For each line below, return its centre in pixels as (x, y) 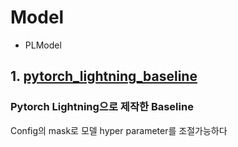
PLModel (43, 45)
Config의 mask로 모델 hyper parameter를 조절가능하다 (119, 130)
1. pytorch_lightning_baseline (104, 76)
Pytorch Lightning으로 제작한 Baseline (102, 107)
